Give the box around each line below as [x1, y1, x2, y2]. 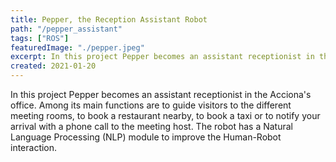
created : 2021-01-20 [10, 61, 97, 71]
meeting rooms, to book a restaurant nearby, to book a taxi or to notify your [10, 110, 321, 121]
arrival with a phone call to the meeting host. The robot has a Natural [10, 121, 293, 132]
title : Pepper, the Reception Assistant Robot [10, 14, 208, 25]
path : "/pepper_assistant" [10, 24, 123, 34]
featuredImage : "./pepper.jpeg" [10, 42, 145, 53]
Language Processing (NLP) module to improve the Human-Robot [10, 131, 282, 143]
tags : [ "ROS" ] [10, 33, 70, 43]
